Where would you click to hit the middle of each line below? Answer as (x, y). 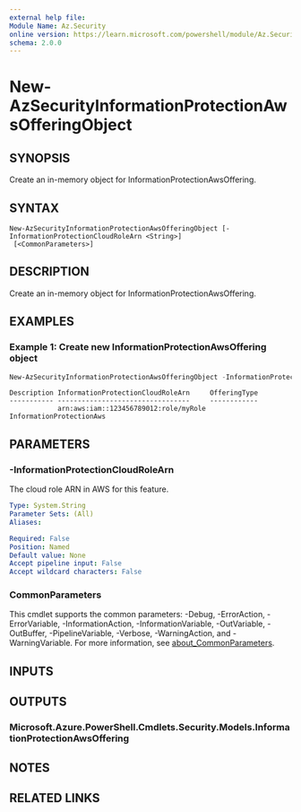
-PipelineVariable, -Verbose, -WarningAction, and (140, 633)
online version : (39, 34)
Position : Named (39, 547)
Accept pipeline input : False (66, 563)
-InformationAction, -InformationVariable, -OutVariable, (164, 624)
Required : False (39, 538)
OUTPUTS (38, 702)
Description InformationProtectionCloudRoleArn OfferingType (133, 393)
